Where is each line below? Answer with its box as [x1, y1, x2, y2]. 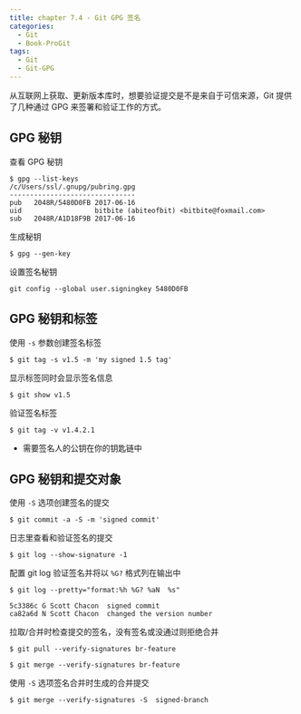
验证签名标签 [9, 407, 57, 418]
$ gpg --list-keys [9, 174, 79, 183]
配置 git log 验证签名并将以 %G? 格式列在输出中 [9, 568, 181, 579]
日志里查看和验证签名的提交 [9, 533, 113, 543]
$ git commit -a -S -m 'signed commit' [9, 515, 160, 524]
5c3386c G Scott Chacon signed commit [9, 602, 160, 611]
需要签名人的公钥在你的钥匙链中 [22, 442, 142, 454]
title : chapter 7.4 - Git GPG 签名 [9, 13, 141, 23]
